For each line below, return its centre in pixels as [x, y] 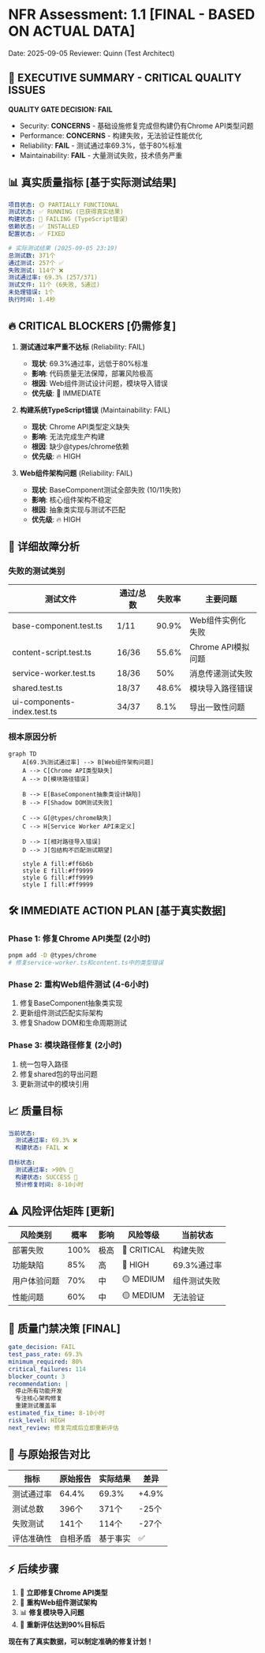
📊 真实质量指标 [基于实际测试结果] [92, 183]
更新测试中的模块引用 [54, 1084]
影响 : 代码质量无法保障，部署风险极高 [92, 373]
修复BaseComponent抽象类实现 [71, 1003]
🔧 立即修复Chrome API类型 [63, 1593]
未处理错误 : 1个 [31, 292]
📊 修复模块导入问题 [52, 1613]
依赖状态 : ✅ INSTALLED [44, 227]
